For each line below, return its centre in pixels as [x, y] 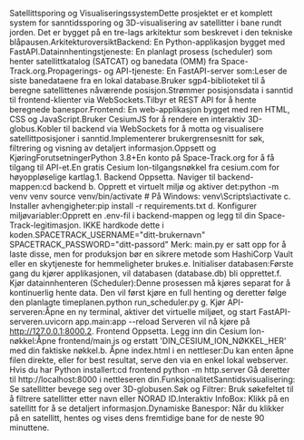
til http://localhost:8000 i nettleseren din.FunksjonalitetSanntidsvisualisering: [152, 379]
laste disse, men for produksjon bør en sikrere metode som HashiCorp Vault [151, 254]
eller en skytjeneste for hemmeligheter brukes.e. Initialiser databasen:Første [152, 264]
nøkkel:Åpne [33, 341]
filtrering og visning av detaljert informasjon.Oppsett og [113, 148]
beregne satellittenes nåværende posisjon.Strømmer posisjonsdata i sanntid [151, 90]
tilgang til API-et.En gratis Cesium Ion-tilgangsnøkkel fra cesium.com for [144, 167]
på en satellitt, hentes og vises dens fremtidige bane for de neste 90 [137, 418]
